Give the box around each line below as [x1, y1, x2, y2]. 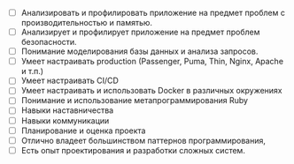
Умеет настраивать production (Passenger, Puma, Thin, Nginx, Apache [20, 56, 284, 67]
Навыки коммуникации [20, 115, 110, 126]
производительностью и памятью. [20, 18, 152, 28]
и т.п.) [20, 66, 44, 77]
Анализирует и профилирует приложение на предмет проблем [20, 26, 260, 38]
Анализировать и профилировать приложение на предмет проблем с [20, 8, 285, 18]
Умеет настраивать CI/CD [20, 75, 119, 86]
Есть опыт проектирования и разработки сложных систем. [20, 145, 245, 155]
